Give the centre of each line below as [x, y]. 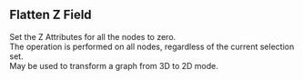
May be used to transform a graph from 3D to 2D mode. [114, 65]
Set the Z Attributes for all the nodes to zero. [93, 36]
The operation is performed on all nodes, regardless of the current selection [152, 46]
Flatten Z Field [51, 15]
